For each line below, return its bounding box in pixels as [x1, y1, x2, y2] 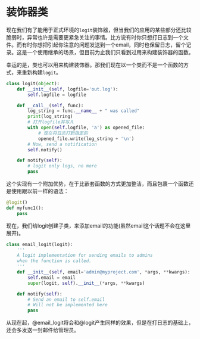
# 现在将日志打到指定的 [37, 130, 88, 136]
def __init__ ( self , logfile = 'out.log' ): [17, 86, 118, 92]
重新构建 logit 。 [21, 69, 61, 76]
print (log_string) [27, 114, 73, 120]
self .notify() [27, 147, 62, 153]
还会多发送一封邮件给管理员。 [6, 326, 79, 334]
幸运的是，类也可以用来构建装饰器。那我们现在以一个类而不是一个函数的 [6, 61, 183, 69]
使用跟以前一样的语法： [11, 188, 69, 195]
